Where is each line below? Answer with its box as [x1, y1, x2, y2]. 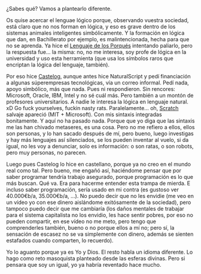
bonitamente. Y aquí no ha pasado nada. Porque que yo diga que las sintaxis [6, 117, 195, 124]
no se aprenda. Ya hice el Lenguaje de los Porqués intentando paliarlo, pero [6, 42, 193, 49]
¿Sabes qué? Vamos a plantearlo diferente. [6, 5, 112, 12]
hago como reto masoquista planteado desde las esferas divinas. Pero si [6, 255, 185, 262]
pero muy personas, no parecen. [6, 149, 87, 156]
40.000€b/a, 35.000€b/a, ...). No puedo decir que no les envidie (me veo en [6, 193, 194, 199]
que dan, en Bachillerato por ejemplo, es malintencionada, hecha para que [6, 36, 190, 42]
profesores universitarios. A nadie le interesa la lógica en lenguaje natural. [6, 98, 188, 105]
